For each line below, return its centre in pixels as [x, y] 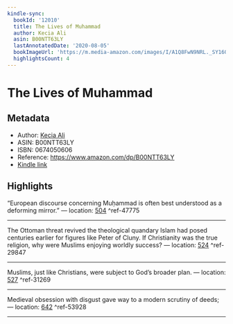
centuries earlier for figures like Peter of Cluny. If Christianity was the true [113, 237]
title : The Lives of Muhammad [57, 26]
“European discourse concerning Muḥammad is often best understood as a [114, 203]
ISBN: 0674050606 [45, 150]
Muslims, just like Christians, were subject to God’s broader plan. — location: [117, 272]
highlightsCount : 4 [42, 59]
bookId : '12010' [37, 20]
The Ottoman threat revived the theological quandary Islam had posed [107, 230]
